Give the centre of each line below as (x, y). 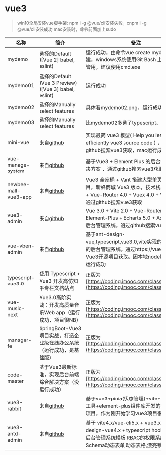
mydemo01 (21, 85)
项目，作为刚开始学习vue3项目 (121, 413)
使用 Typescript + (60, 273)
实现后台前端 (64, 374)
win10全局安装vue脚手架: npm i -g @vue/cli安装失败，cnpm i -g (82, 23)
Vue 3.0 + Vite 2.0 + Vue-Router (124, 210)
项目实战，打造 (57, 335)
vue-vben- (21, 246)
